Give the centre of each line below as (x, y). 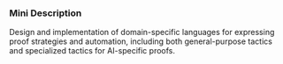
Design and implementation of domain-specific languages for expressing (142, 32)
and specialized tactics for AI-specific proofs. (92, 51)
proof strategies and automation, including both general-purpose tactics (141, 41)
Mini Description (46, 13)
